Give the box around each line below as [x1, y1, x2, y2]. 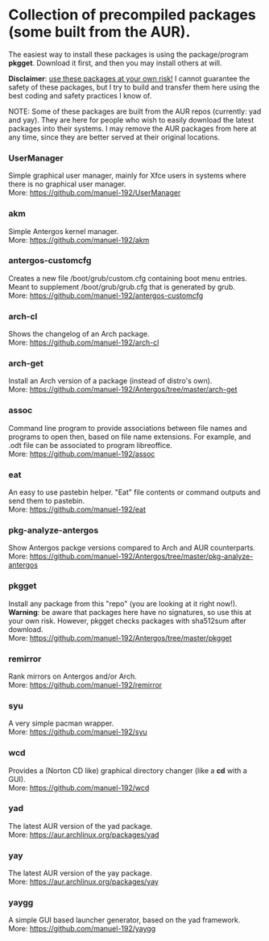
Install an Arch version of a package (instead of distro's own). [8, 376, 213, 386]
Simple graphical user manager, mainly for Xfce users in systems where [8, 171, 247, 181]
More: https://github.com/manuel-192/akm [8, 235, 150, 245]
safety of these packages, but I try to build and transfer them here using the [8, 82, 260, 92]
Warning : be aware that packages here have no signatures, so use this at [8, 607, 252, 617]
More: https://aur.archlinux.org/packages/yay [8, 877, 159, 887]
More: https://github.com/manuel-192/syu [8, 727, 147, 737]
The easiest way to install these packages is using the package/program [8, 49, 249, 59]
